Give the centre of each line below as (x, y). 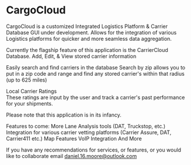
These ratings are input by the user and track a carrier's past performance (95, 97)
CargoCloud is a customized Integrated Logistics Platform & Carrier (87, 26)
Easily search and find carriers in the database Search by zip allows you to (96, 67)
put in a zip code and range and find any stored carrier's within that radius (95, 73)
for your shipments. (30, 103)
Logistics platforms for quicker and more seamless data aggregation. (89, 38)
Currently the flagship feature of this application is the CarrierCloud (87, 50)
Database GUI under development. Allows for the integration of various (91, 32)
